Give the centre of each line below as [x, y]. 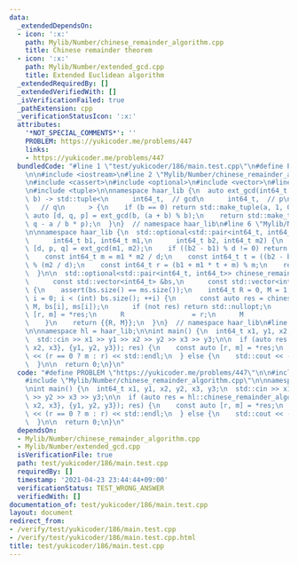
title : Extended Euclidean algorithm [95, 75]
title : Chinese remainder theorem [89, 51]
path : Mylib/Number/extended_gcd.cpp [95, 68]
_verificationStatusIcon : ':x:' [77, 116]
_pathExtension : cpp [55, 108]
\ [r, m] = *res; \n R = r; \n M [134, 315]
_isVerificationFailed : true [71, 100]
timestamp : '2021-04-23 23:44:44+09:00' [93, 480]
